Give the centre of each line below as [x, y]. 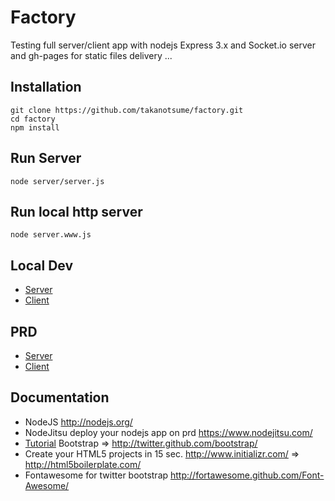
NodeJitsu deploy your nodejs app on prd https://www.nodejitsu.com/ [168, 432]
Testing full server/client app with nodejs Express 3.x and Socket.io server [163, 45]
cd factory [33, 119]
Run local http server [76, 211]
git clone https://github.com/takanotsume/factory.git [127, 110]
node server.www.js [51, 235]
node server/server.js [57, 181]
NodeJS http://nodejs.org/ [78, 422]
